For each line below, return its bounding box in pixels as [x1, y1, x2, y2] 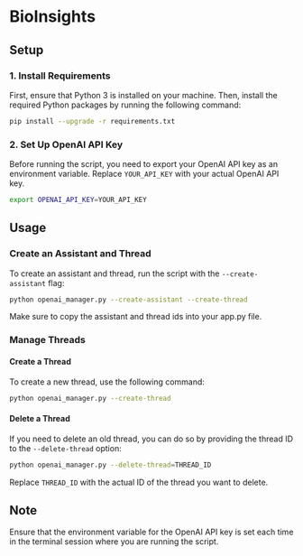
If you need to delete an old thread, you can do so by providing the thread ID [9, 433, 294, 444]
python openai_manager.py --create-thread [9, 394, 171, 403]
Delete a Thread [9, 413, 70, 424]
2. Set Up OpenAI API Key [9, 138, 124, 151]
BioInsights [9, 6, 96, 27]
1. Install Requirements [9, 69, 111, 82]
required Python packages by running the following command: [9, 99, 242, 110]
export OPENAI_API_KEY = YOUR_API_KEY [9, 196, 147, 205]
